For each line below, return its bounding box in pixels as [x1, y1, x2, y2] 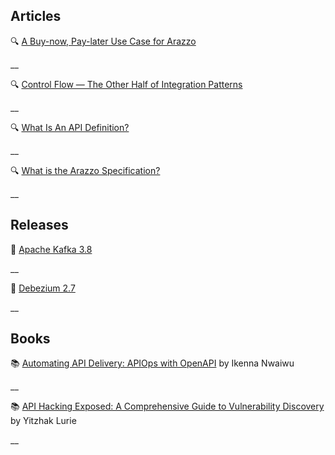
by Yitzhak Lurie [10, 415, 77, 427]
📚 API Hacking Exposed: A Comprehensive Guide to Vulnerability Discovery [10, 400, 325, 413]
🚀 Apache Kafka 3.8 [10, 243, 93, 255]
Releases [10, 217, 69, 234]
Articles [10, 8, 62, 25]
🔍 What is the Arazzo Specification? [10, 164, 161, 176]
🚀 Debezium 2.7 [10, 282, 76, 294]
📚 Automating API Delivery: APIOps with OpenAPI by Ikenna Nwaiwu [10, 357, 295, 369]
